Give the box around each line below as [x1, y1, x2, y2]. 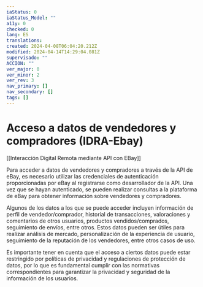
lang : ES [6, 32, 29, 38]
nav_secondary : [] [6, 89, 53, 95]
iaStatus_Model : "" [6, 15, 56, 21]
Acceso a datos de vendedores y [6, 121, 177, 135]
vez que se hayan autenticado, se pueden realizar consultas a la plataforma [6, 185, 197, 193]
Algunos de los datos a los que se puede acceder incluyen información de [6, 204, 194, 212]
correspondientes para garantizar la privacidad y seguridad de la [6, 268, 170, 275]
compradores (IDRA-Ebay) [6, 134, 144, 148]
